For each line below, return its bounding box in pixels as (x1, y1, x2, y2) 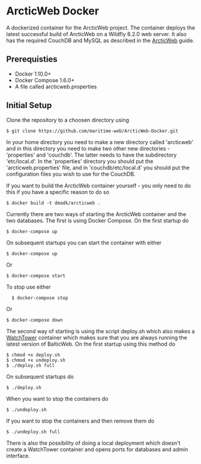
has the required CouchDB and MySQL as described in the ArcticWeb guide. (6, 37, 195, 44)
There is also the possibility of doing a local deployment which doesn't (6, 439, 181, 447)
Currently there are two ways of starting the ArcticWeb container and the (6, 210, 187, 217)
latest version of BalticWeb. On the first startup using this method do (6, 340, 176, 348)
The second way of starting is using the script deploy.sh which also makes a (6, 327, 195, 334)
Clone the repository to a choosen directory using (6, 116, 130, 124)
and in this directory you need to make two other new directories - (6, 145, 170, 152)
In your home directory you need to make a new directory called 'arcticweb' (6, 138, 194, 145)
